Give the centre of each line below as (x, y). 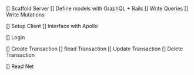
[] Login (16, 37)
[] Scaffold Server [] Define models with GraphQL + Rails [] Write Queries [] (97, 8)
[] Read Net (20, 66)
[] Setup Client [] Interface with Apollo (52, 26)
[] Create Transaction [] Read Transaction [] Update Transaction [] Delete (95, 49)
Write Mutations (26, 15)
